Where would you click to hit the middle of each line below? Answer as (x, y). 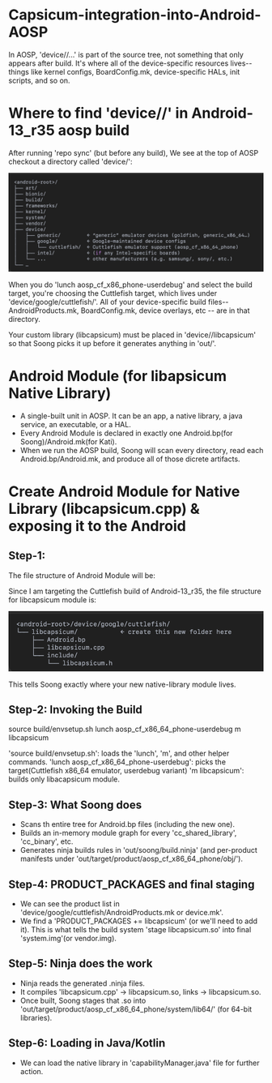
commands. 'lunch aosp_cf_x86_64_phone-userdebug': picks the (117, 762)
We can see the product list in (70, 904)
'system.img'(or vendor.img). (68, 939)
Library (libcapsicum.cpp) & (104, 509)
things (19, 71)
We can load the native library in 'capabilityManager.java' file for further (140, 1063)
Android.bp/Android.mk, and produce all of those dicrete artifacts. (130, 459)
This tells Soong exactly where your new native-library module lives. (122, 684)
